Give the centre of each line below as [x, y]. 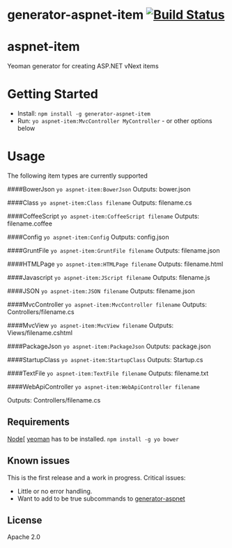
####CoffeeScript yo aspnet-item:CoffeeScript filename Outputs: [103, 216]
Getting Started [53, 94]
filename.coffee [30, 224]
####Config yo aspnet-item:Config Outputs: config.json [88, 237]
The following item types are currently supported [78, 175]
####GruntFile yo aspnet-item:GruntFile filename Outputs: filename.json [114, 250]
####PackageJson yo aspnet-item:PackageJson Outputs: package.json [109, 346]
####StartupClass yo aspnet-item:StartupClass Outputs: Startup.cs [105, 360]
